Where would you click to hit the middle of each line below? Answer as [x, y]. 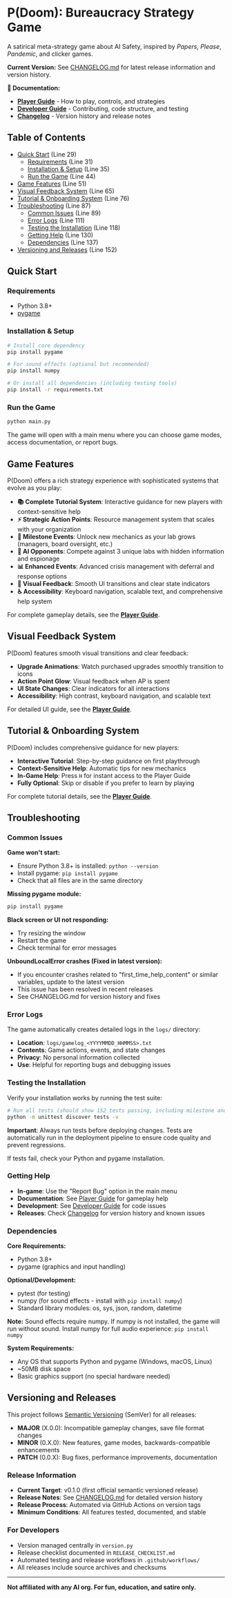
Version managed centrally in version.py [75, 1545]
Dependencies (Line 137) [63, 242]
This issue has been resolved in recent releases [85, 989]
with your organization [49, 529]
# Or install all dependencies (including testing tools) [92, 383]
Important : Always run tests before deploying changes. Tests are [100, 1130]
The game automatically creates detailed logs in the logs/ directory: [104, 1029]
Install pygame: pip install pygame [68, 873]
